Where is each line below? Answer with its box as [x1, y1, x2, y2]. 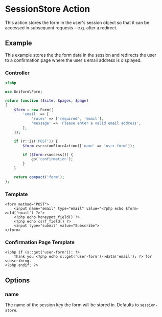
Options [5, 276, 30, 284]
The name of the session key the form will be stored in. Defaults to [5, 302, 139, 308]
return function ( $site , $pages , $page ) [5, 98, 89, 103]
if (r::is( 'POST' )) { [14, 138, 58, 144]
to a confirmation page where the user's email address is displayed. [5, 57, 142, 63]
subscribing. [5, 258, 32, 264]
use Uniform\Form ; [5, 89, 43, 94]
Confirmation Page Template [5, 239, 75, 246]
